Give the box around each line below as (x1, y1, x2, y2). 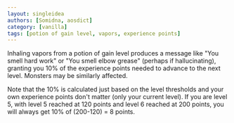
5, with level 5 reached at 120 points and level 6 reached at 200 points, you (7, 100, 225, 109)
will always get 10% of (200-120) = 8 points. (7, 108, 136, 116)
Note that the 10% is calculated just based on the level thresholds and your (7, 85, 224, 93)
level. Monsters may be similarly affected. (7, 72, 128, 80)
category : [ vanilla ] (7, 23, 68, 30)
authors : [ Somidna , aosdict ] (7, 17, 93, 24)
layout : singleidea (7, 10, 65, 18)
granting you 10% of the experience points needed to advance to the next (7, 64, 221, 72)
